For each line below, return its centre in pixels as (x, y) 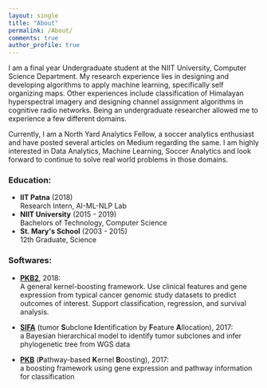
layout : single (33, 16)
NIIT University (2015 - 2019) (68, 214)
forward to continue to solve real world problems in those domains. (118, 159)
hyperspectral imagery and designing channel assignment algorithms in (126, 102)
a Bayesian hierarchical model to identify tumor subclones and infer (130, 335)
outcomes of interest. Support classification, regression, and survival (133, 303)
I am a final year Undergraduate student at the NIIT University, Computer (128, 68)
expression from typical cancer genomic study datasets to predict (128, 295)
